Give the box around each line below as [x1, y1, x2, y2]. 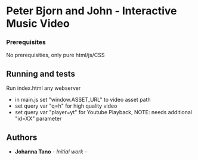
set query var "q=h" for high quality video [14, 102, 117, 109]
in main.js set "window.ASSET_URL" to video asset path [14, 96, 151, 103]
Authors [6, 132, 38, 142]
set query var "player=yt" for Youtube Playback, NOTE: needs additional [14, 109, 193, 116]
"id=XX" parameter [14, 115, 62, 123]
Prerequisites [6, 38, 46, 46]
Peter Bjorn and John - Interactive [6, 4, 177, 18]
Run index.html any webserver [6, 84, 81, 92]
